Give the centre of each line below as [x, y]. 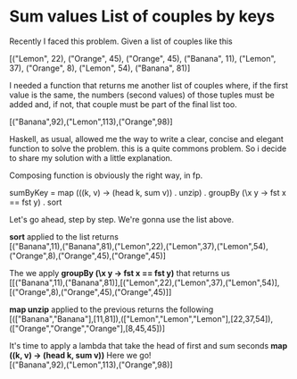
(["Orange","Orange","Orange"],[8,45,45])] [87, 328]
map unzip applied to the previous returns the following [111, 309]
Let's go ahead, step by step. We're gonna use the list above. [122, 219]
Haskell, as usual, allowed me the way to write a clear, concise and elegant [146, 139]
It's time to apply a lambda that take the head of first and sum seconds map [148, 345]
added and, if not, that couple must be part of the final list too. [124, 104]
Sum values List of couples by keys [142, 17]
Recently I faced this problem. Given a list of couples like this [121, 41]
